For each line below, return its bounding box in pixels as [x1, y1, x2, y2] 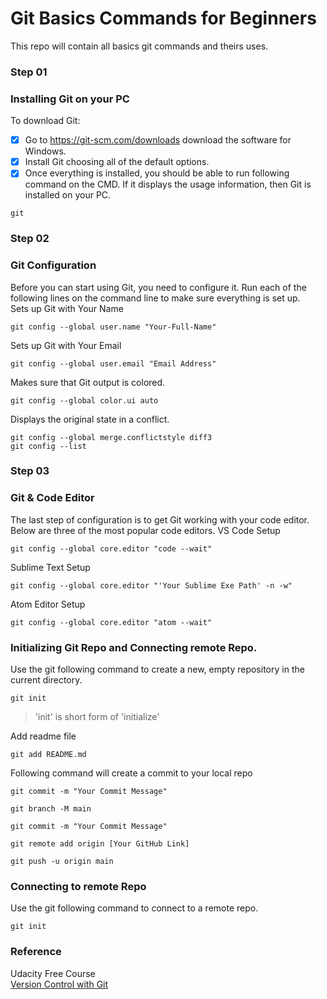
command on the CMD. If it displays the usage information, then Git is [24, 178, 312, 191]
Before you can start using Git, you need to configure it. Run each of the [10, 281, 307, 293]
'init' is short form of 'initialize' [34, 711, 160, 723]
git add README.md [10, 750, 87, 760]
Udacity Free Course [10, 967, 96, 979]
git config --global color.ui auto [10, 395, 159, 406]
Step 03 [10, 464, 50, 478]
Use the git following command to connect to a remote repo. [10, 902, 259, 914]
